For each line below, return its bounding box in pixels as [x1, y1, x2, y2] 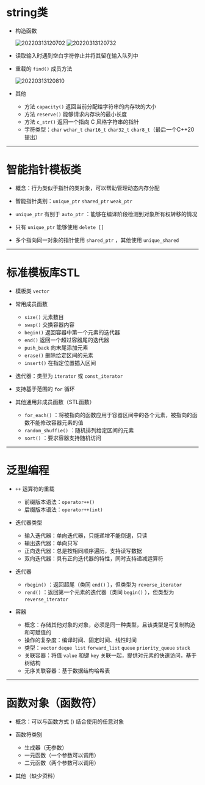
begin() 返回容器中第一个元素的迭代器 [24, 328, 120, 336]
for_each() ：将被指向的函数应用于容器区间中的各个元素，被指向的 [24, 411, 193, 418]
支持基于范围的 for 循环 [15, 385, 75, 392]
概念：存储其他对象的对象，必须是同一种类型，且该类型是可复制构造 [24, 621, 196, 628]
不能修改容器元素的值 [29, 419, 84, 426]
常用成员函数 [15, 300, 48, 307]
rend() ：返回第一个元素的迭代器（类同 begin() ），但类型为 [24, 588, 174, 596]
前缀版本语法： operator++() [24, 498, 95, 505]
